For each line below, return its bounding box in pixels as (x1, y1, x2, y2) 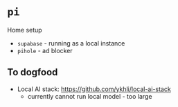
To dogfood (7, 66, 58, 78)
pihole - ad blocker (17, 46, 73, 55)
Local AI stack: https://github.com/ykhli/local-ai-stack (17, 85, 171, 93)
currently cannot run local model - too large (27, 92, 152, 100)
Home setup (7, 26, 43, 34)
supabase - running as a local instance (17, 39, 125, 47)
